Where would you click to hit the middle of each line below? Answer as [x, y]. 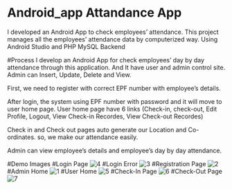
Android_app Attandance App [95, 13]
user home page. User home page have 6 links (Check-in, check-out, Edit [112, 109]
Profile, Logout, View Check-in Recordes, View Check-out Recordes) [105, 116]
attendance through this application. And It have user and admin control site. [116, 67]
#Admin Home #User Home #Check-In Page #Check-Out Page [115, 171]
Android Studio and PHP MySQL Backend [66, 46]
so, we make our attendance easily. [88, 137]
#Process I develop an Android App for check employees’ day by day [106, 60]
